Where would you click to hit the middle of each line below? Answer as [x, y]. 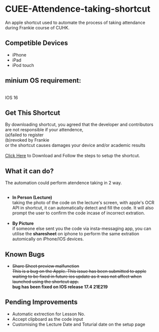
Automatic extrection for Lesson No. [49, 314]
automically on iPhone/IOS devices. [48, 239]
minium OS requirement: [43, 81]
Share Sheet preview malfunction [46, 266]
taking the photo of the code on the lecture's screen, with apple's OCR [83, 203]
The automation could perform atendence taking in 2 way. [64, 183]
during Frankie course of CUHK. [37, 27]
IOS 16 [11, 97]
